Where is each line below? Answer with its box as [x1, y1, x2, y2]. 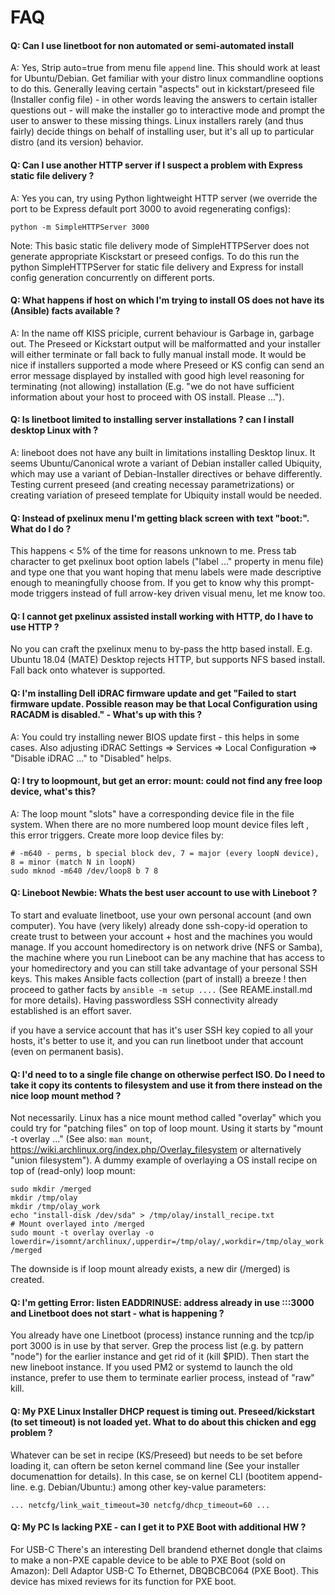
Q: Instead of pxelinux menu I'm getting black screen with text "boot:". [10, 512, 310, 524]
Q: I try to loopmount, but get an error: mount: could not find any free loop [10, 775, 323, 787]
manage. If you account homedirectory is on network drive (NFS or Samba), [10, 941, 323, 953]
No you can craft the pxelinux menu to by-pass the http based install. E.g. [10, 643, 313, 655]
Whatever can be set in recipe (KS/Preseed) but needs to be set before [10, 1449, 303, 1461]
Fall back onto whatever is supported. [10, 664, 166, 676]
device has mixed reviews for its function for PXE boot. [10, 1575, 237, 1587]
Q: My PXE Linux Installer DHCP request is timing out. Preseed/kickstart [10, 1406, 315, 1418]
